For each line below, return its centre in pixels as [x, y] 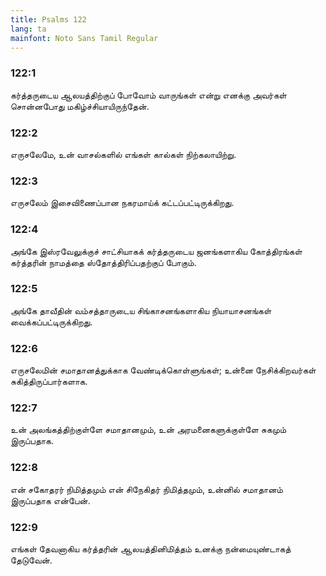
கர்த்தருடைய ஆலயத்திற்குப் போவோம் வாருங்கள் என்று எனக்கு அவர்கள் [148, 95]
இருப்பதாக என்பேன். [50, 500]
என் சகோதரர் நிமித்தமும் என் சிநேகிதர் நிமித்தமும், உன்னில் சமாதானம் [146, 489]
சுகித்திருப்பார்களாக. [49, 382]
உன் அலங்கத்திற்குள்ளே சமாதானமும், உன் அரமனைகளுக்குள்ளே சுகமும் [148, 430]
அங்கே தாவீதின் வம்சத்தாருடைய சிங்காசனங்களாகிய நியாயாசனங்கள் [141, 310]
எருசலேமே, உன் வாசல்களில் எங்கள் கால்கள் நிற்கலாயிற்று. [123, 154]
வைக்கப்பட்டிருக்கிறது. [51, 322]
